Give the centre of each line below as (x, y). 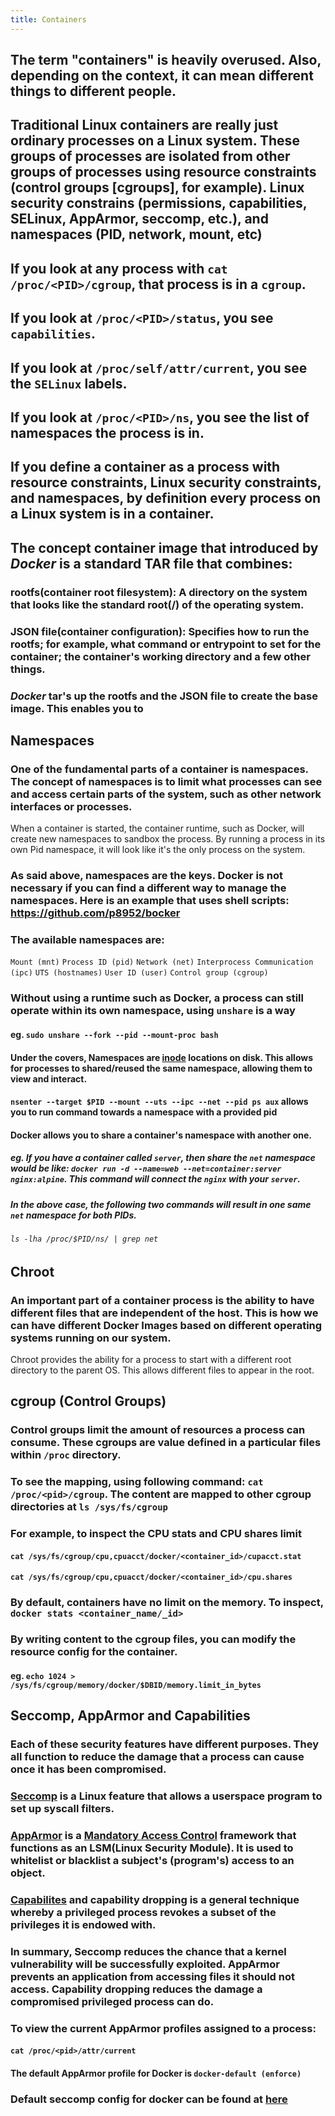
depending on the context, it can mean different (162, 76)
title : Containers (48, 19)
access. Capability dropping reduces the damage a (136, 1989)
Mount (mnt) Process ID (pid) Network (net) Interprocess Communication (162, 962)
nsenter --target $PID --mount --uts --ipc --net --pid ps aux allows (159, 1102)
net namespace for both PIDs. (73, 1215)
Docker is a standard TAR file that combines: (151, 563)
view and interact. (49, 1078)
